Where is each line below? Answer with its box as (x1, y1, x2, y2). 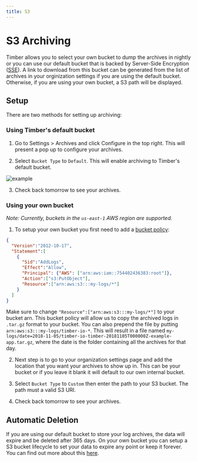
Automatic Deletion (6, 415, 79, 425)
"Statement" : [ (11, 248, 46, 254)
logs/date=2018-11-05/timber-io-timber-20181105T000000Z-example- (6, 333, 172, 339)
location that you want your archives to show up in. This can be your (14, 362, 181, 369)
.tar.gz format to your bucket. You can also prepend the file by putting (6, 321, 178, 328)
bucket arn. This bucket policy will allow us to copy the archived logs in (6, 314, 179, 322)
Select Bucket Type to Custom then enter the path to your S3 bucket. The (14, 380, 189, 387)
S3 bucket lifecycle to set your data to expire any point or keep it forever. (6, 443, 182, 450)
